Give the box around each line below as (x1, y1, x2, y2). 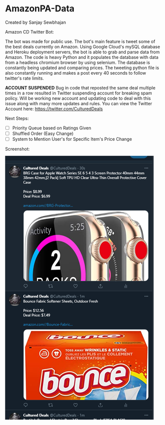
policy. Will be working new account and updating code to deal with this (5, 95, 151, 101)
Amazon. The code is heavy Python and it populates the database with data (5, 54, 159, 60)
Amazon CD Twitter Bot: (5, 29, 54, 35)
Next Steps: (5, 115, 29, 121)
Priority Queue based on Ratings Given (12, 125, 91, 131)
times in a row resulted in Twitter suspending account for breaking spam (5, 90, 152, 96)
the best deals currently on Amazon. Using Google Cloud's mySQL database (5, 43, 160, 49)
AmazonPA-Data (5, 3, 75, 14)
